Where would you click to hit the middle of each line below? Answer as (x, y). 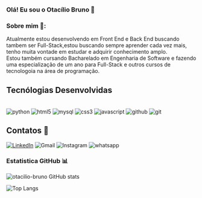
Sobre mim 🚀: (26, 25)
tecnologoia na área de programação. (53, 71)
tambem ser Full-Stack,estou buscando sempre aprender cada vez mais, (96, 45)
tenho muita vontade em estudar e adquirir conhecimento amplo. (87, 52)
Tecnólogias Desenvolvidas (59, 90)
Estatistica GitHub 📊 (37, 161)
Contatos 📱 (28, 131)
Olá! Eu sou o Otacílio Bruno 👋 (51, 10)
